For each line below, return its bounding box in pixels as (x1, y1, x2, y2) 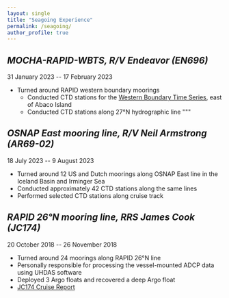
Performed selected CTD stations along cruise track (16, 191, 164, 199)
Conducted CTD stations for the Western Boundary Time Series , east (27, 93, 222, 101)
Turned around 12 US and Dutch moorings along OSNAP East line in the (16, 169, 219, 178)
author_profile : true (7, 29, 69, 36)
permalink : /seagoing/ (7, 23, 72, 29)
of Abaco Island (27, 101, 72, 109)
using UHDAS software (16, 268, 82, 276)
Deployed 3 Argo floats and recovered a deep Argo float (16, 275, 176, 284)
